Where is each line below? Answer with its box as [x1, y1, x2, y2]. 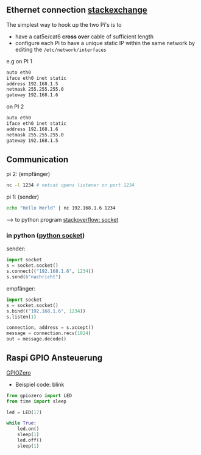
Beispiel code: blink [15, 381, 65, 388]
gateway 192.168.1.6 [6, 92, 59, 98]
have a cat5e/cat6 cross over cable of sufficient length [15, 33, 154, 40]
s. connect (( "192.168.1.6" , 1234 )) [6, 268, 94, 275]
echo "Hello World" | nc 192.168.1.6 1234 [6, 205, 116, 211]
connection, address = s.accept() [6, 325, 94, 331]
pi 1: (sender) [6, 193, 40, 200]
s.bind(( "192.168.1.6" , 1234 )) [6, 308, 86, 314]
